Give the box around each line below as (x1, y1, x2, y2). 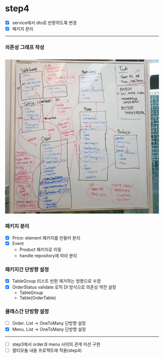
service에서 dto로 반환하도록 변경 (12, 20, 77, 25)
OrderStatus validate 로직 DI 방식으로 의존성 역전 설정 (12, 284, 116, 290)
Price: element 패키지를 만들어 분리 (12, 235, 81, 241)
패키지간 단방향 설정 (5, 266, 49, 273)
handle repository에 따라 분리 (19, 252, 77, 258)
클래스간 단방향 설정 (5, 308, 49, 315)
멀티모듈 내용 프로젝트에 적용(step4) (12, 347, 82, 353)
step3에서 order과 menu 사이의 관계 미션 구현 (12, 341, 101, 347)
